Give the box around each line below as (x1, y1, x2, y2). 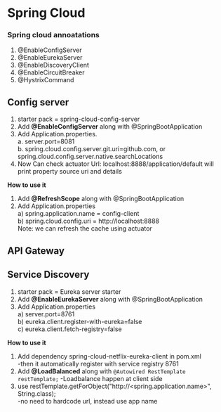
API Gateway (7, 245, 65, 257)
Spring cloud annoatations (7, 30, 100, 40)
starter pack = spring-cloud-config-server (17, 115, 140, 124)
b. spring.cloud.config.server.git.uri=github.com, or (17, 145, 166, 153)
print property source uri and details (17, 167, 123, 176)
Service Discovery (7, 269, 90, 281)
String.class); (17, 389, 56, 398)
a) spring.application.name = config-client (17, 210, 140, 218)
